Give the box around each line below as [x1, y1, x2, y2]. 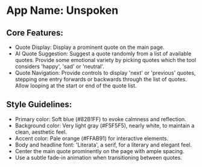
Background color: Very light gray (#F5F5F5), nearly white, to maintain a [14, 122, 195, 129]
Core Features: [6, 28, 63, 38]
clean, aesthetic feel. [14, 128, 68, 136]
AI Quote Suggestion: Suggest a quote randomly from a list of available [14, 50, 192, 57]
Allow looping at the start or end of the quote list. [14, 82, 137, 89]
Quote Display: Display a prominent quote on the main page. [14, 43, 165, 51]
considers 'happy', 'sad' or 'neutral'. [14, 63, 104, 70]
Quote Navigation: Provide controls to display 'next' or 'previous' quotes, [14, 69, 196, 76]
